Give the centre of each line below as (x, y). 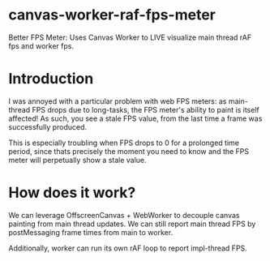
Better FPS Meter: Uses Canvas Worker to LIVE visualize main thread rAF (130, 37)
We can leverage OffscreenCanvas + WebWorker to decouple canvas (124, 215)
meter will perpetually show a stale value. (78, 160)
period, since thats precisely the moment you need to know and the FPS (129, 151)
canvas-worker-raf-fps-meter (112, 15)
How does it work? (72, 193)
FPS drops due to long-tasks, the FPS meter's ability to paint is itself (146, 109)
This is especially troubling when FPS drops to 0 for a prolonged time (124, 143)
